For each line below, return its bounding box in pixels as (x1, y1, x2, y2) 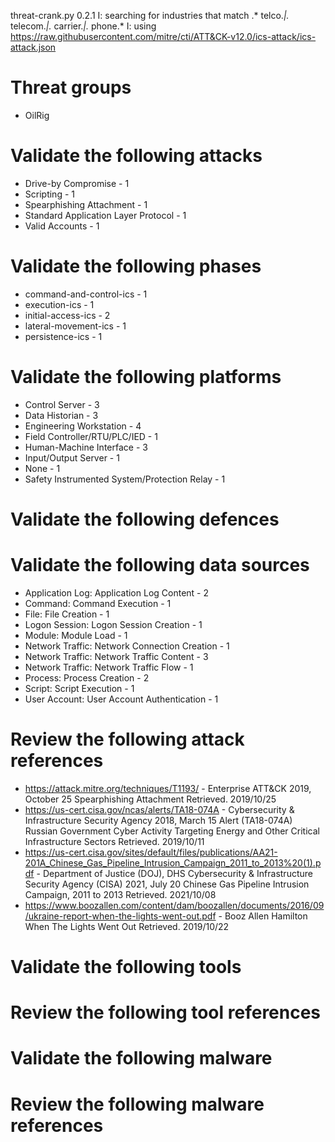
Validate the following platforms (10, 366, 282, 388)
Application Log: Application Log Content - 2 (24, 586, 210, 599)
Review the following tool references (10, 1001, 322, 1024)
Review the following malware (10, 1093, 265, 1115)
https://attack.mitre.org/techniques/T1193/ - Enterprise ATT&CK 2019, (24, 782, 312, 794)
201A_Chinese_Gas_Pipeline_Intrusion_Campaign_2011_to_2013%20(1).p (24, 856, 322, 869)
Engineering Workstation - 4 (24, 420, 142, 432)
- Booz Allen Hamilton (218, 910, 308, 922)
